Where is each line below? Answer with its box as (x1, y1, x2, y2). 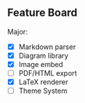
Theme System (18, 86, 68, 96)
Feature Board (7, 6, 78, 20)
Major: (7, 27, 28, 36)
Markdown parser (18, 42, 76, 51)
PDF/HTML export (18, 69, 77, 77)
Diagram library (18, 51, 69, 60)
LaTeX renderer (18, 77, 69, 87)
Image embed (18, 59, 64, 69)
